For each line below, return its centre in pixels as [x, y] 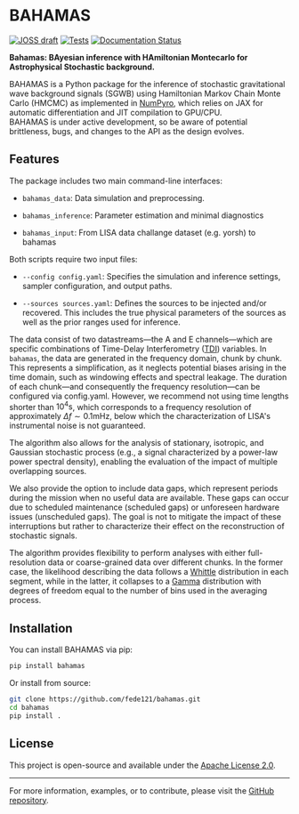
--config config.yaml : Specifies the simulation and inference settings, [151, 276]
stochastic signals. [43, 536]
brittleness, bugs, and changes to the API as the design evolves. [127, 131]
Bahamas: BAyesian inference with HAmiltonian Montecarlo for [129, 57]
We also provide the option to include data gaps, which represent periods [144, 488]
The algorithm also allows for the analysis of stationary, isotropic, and [137, 443]
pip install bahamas [48, 666]
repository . [29, 800]
